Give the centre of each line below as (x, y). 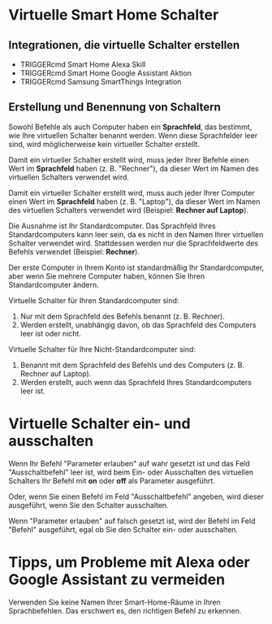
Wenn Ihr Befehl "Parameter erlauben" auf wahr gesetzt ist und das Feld (129, 463)
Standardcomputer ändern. (54, 284)
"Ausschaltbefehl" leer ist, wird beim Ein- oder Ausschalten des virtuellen (131, 472)
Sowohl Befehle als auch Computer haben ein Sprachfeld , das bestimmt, (130, 127)
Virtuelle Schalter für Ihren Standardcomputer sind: (94, 300)
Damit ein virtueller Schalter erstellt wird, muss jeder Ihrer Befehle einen (129, 159)
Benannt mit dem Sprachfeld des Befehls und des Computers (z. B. (132, 365)
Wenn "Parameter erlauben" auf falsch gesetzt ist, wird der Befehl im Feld (132, 521)
